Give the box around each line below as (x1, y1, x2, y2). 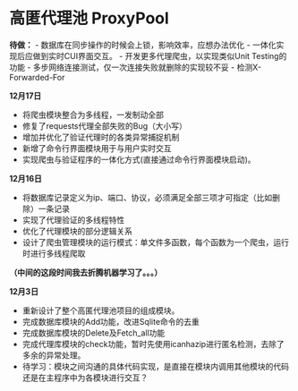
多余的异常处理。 (21, 350, 86, 361)
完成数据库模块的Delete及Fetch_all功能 (21, 327, 166, 338)
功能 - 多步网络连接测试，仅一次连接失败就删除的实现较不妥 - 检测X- (9, 62, 262, 72)
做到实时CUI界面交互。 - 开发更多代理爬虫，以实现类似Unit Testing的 (32, 50, 287, 61)
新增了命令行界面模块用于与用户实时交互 (21, 142, 172, 153)
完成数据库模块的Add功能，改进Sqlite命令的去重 (21, 316, 200, 327)
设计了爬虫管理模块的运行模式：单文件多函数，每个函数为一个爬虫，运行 (21, 236, 289, 247)
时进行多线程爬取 (21, 248, 86, 259)
